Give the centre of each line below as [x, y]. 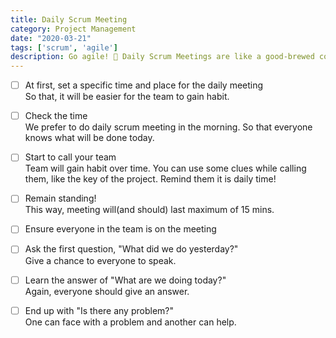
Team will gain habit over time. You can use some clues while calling [165, 168]
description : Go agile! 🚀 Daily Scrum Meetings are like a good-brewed [162, 57]
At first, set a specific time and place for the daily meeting [144, 85]
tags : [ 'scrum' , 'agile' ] [64, 47]
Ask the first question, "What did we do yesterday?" [131, 249]
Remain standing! [60, 198]
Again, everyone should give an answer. [107, 291]
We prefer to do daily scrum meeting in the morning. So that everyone [168, 127]
